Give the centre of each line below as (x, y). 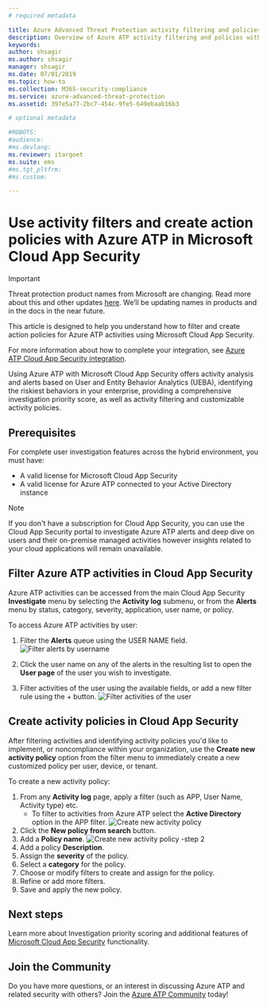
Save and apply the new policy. (71, 889)
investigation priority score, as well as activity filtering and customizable (126, 399)
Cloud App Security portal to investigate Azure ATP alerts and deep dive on (132, 532)
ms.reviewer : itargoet (46, 154)
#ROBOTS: (23, 133)
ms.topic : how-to (37, 81)
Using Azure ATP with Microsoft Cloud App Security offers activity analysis (131, 374)
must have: (27, 460)
